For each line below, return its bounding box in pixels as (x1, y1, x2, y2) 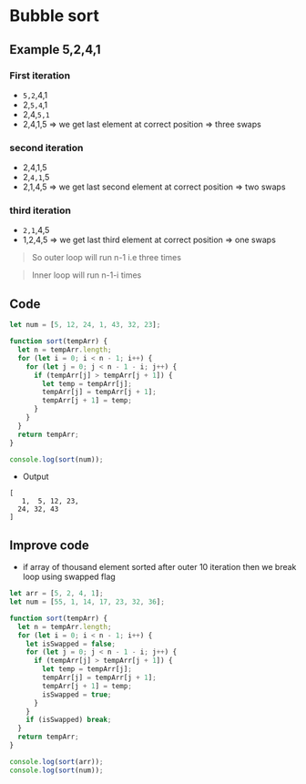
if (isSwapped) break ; (25, 716, 112, 725)
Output (22, 471, 49, 483)
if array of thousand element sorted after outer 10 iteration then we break (22, 562, 297, 573)
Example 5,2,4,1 (9, 42, 102, 57)
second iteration (9, 141, 84, 154)
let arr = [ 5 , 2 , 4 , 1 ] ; (9, 589, 104, 598)
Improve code (9, 537, 89, 553)
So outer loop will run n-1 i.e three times (31, 252, 182, 263)
